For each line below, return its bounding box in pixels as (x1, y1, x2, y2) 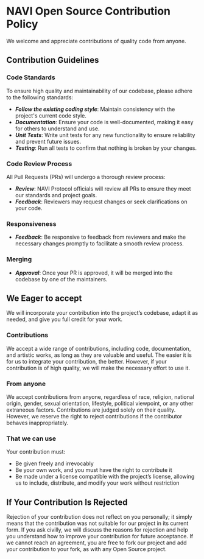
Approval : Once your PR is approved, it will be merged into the (15, 269, 173, 276)
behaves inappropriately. (6, 419, 69, 426)
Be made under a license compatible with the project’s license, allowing (15, 473, 195, 480)
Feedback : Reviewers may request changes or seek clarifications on (15, 198, 188, 205)
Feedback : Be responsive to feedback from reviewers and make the (15, 233, 186, 241)
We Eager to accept (6, 293, 82, 303)
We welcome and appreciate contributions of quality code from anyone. (6, 37, 187, 44)
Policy (6, 17, 38, 31)
